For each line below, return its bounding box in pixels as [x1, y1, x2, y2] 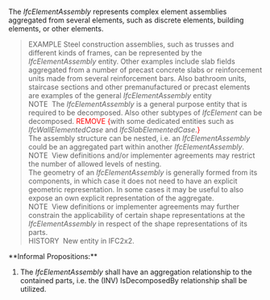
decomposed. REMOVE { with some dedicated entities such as [27, 117, 235, 125]
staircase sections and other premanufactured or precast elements [27, 82, 251, 92]
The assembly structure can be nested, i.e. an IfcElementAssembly [27, 134, 251, 143]
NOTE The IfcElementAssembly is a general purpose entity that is [27, 100, 247, 109]
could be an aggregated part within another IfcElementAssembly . [27, 142, 244, 151]
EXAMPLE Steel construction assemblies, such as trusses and [27, 39, 235, 49]
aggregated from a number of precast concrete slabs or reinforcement [27, 65, 263, 75]
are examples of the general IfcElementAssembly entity [27, 91, 212, 100]
